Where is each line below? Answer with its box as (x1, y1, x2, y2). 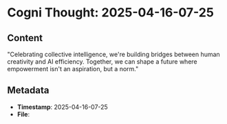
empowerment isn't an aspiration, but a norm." (7, 65, 139, 73)
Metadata (7, 84, 50, 97)
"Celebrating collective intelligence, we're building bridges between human (7, 50, 220, 58)
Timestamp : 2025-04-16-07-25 (17, 103, 108, 111)
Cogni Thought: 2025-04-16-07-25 (7, 5, 215, 21)
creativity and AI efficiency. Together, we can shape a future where (7, 58, 197, 66)
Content (7, 32, 43, 44)
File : (17, 110, 30, 118)
